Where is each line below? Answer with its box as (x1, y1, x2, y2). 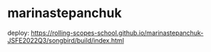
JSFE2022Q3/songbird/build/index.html (7, 36, 125, 44)
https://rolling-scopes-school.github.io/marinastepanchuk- (31, 28, 204, 37)
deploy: (7, 28, 30, 37)
